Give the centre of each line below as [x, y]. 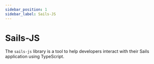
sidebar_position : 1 [26, 9]
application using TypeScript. [35, 57]
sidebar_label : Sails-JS [31, 14]
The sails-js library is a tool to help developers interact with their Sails [77, 51]
